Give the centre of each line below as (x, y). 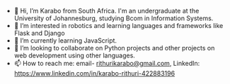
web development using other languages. (75, 55)
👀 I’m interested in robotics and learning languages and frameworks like (119, 26)
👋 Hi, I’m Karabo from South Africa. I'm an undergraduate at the (107, 11)
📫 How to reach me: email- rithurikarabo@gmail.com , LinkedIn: (107, 63)
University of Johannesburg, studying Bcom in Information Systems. (114, 18)
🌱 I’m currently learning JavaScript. (65, 41)
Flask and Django (39, 33)
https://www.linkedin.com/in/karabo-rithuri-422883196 (94, 73)
